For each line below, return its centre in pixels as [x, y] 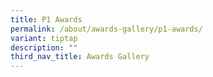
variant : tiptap [44, 38]
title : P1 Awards [46, 19]
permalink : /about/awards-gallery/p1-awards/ [106, 29]
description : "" [44, 47]
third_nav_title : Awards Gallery [80, 57]
